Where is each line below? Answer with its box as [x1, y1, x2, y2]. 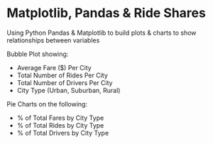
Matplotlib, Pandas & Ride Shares [6, 5, 207, 21]
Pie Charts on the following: [6, 99, 88, 108]
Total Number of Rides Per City [16, 71, 108, 79]
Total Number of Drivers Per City [16, 78, 113, 87]
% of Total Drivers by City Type [16, 128, 109, 137]
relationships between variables [6, 35, 100, 44]
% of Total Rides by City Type [16, 121, 104, 129]
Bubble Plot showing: [6, 50, 69, 58]
